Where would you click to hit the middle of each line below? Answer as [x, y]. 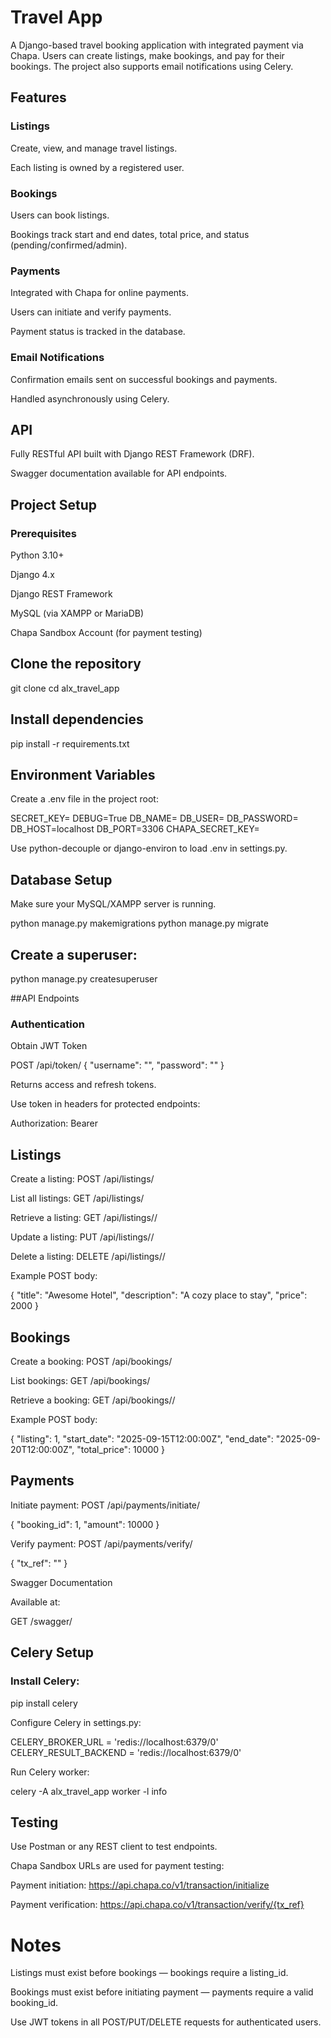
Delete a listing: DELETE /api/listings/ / [88, 1257]
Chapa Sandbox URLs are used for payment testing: [117, 1866]
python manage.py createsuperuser [84, 979]
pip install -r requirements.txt [70, 743]
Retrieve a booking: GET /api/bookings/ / [93, 1400]
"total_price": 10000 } [121, 1449]
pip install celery [44, 1703]
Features [38, 97]
